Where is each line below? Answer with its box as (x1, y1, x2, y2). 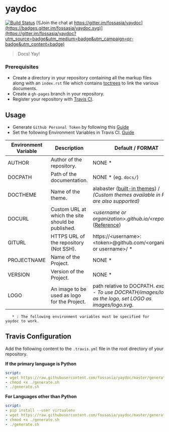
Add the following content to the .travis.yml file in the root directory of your (5, 345, 164, 352)
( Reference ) (93, 222, 121, 229)
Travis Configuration (5, 332, 71, 341)
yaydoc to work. (5, 319, 39, 324)
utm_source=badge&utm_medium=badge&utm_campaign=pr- (5, 36, 134, 42)
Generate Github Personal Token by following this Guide (12, 124, 129, 130)
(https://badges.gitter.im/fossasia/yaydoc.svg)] (5, 25, 103, 31)
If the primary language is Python (5, 361, 76, 367)
